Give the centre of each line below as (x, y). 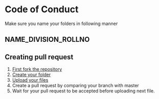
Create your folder (31, 75)
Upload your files (30, 80)
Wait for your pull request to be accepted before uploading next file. (83, 91)
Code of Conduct (42, 9)
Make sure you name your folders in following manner (61, 23)
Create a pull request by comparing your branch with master (75, 86)
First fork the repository (37, 69)
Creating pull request (39, 57)
